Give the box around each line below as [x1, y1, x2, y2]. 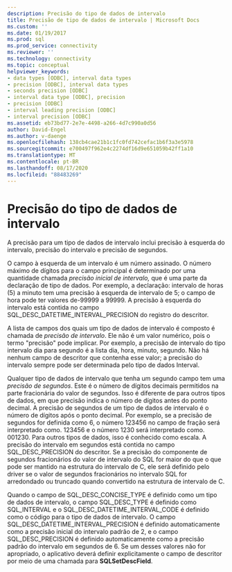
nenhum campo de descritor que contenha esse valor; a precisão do [7, 354, 203, 362]
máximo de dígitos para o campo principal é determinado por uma [7, 267, 196, 275]
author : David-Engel [7, 126, 67, 133]
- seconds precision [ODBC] [7, 87, 89, 94]
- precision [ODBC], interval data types [7, 81, 129, 88]
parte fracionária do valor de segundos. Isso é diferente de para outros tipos [7, 389, 226, 397]
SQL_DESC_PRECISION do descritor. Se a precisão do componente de [7, 448, 208, 456]
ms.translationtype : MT [7, 152, 76, 159]
